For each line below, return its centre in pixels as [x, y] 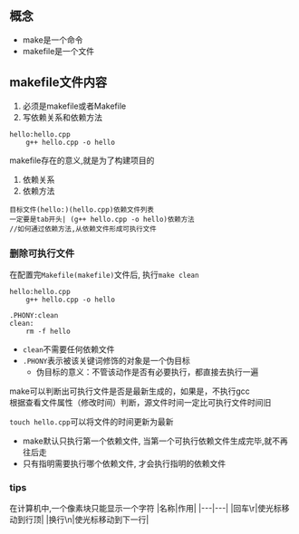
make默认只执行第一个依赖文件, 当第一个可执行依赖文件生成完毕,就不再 [155, 441]
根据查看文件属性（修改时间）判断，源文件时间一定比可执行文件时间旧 [140, 402]
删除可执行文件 [42, 253]
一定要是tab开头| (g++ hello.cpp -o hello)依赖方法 [102, 219]
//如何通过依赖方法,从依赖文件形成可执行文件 [83, 229]
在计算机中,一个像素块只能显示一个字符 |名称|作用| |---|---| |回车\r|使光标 [146, 509]
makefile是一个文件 [58, 51]
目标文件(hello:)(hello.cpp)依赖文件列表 [82, 210]
